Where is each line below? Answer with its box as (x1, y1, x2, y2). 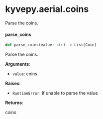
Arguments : (5, 61, 31, 67)
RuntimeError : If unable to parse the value (12, 90, 98, 96)
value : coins (12, 71, 38, 77)
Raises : (5, 81, 21, 87)
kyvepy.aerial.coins (5, 3, 89, 15)
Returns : (5, 100, 23, 106)
